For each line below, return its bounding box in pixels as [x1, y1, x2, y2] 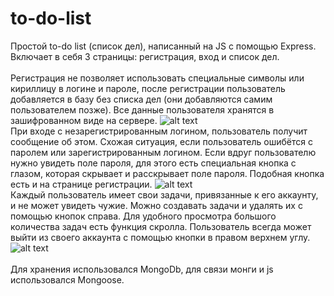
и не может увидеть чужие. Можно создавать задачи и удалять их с [10, 199, 303, 211]
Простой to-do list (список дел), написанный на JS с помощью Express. [10, 40, 317, 52]
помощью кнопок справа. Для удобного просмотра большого [10, 210, 277, 222]
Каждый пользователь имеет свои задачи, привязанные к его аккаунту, [10, 188, 319, 201]
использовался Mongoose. [10, 273, 125, 286]
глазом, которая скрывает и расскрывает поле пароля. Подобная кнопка [10, 167, 325, 179]
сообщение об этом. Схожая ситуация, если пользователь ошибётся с [10, 135, 313, 147]
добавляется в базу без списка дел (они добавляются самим [10, 93, 273, 105]
